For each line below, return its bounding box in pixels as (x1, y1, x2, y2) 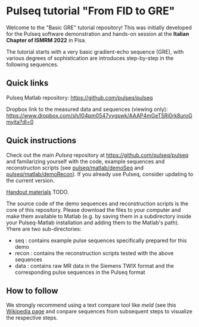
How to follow (6, 285, 58, 296)
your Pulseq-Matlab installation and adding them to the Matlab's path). (6, 219, 179, 226)
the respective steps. (6, 314, 58, 322)
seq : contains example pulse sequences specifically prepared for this (14, 237, 187, 244)
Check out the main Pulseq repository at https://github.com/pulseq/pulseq (6, 151, 189, 159)
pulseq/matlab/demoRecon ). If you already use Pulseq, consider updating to (6, 170, 194, 177)
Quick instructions (6, 135, 76, 146)
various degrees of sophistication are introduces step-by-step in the (6, 54, 174, 61)
